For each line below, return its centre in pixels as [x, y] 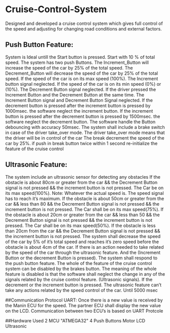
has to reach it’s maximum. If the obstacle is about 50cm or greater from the [85, 198]
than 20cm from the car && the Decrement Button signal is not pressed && [83, 231]
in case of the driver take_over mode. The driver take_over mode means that [85, 132]
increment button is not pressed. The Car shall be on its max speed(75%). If [84, 209]
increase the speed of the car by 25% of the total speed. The [69, 68]
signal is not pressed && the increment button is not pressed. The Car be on [84, 188]
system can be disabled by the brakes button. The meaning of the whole [81, 269]
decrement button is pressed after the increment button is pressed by [78, 106]
